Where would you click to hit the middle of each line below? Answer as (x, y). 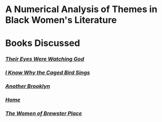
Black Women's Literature (61, 20)
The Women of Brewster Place (44, 113)
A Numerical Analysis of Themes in (82, 9)
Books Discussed (43, 43)
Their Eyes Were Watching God (45, 59)
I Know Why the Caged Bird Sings (48, 73)
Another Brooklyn (28, 86)
